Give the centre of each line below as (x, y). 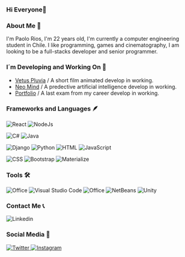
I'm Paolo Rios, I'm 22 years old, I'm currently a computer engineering (93, 39)
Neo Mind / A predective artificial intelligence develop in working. (96, 86)
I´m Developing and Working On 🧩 (56, 67)
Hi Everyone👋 (26, 10)
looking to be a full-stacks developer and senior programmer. (82, 52)
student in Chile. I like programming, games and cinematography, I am (93, 45)
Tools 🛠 (18, 175)
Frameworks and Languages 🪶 (53, 109)
